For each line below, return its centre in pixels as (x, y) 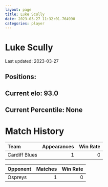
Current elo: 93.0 (32, 93)
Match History (35, 131)
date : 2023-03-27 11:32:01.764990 (40, 19)
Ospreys (17, 177)
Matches (46, 169)
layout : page (18, 10)
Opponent (20, 169)
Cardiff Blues (22, 155)
